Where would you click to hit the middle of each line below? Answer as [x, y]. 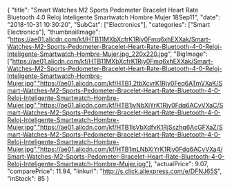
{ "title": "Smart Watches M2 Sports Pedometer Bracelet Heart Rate [103, 10]
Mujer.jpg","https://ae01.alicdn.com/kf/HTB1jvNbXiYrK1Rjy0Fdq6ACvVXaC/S [115, 105]
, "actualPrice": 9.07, [180, 164]
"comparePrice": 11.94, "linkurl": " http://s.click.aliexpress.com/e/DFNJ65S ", [115, 171]
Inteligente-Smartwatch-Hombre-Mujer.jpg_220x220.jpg [88, 54]
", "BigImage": [188, 54]
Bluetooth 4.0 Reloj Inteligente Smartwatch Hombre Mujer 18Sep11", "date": [114, 17]
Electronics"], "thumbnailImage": [54, 32]
